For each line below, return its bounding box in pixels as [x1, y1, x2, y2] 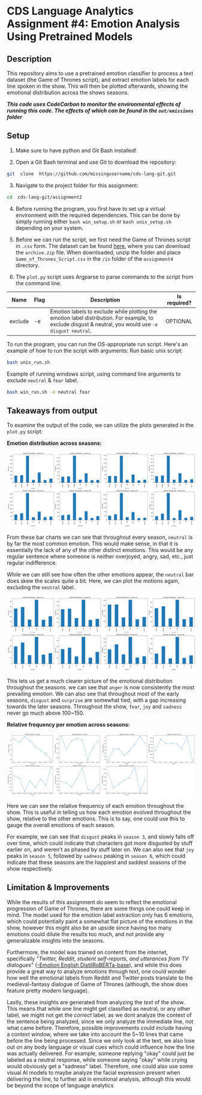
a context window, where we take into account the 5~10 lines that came [7, 1031, 183, 1038]
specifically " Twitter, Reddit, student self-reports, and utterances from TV [7, 955, 189, 962]
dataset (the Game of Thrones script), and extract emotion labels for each [7, 76, 189, 83]
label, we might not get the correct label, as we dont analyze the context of [7, 1011, 192, 1019]
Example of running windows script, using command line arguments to [7, 370, 181, 377]
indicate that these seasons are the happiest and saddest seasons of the [7, 858, 186, 866]
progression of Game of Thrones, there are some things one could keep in [7, 905, 190, 912]
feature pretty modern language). [7, 987, 89, 994]
